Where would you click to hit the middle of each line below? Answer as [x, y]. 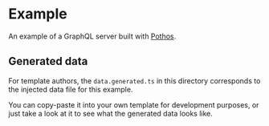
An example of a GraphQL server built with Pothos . [92, 36]
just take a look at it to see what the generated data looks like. [110, 113]
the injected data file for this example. [71, 89]
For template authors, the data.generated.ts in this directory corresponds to [134, 80]
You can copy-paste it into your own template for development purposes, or [134, 104]
